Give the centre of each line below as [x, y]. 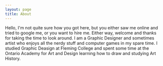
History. [13, 58]
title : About [18, 14]
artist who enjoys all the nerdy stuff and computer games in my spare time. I [81, 43]
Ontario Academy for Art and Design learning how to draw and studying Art [81, 53]
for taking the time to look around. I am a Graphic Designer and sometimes [80, 38]
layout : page [18, 9]
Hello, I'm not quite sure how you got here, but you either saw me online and [81, 27]
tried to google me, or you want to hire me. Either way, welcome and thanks [81, 33]
